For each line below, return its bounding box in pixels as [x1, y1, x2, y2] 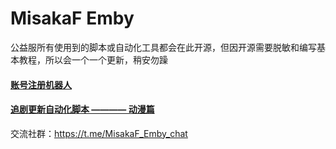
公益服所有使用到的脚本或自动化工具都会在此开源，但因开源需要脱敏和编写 [10, 41, 317, 53]
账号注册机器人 [10, 78, 72, 91]
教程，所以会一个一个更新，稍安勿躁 [18, 53, 168, 66]
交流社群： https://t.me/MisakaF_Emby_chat [10, 127, 188, 139]
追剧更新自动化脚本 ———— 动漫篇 [10, 103, 155, 116]
